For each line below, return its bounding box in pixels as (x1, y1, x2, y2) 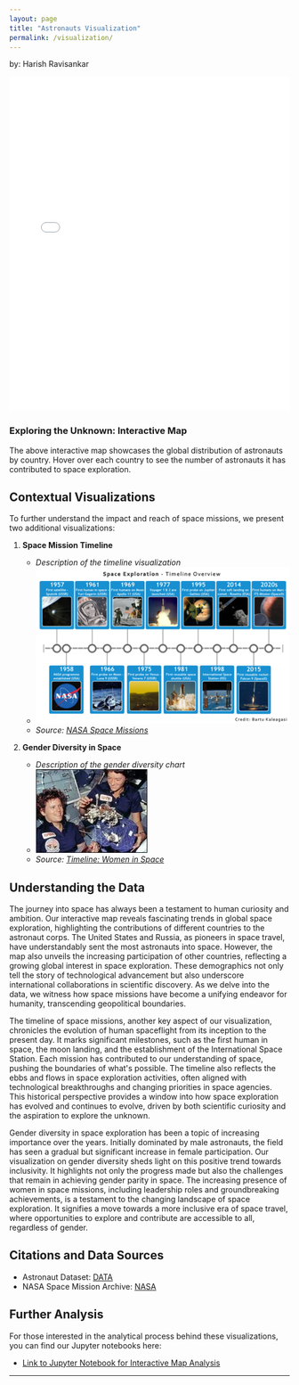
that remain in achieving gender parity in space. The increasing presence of (9, 1175, 287, 1185)
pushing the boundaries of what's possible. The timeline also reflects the (9, 1063, 277, 1074)
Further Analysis (9, 1307, 104, 1323)
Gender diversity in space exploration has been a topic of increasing (9, 1127, 260, 1138)
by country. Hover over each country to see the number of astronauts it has (9, 455, 287, 465)
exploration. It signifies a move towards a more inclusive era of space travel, (9, 1203, 288, 1214)
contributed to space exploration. (9, 463, 132, 474)
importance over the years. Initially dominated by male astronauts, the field (9, 1137, 284, 1148)
